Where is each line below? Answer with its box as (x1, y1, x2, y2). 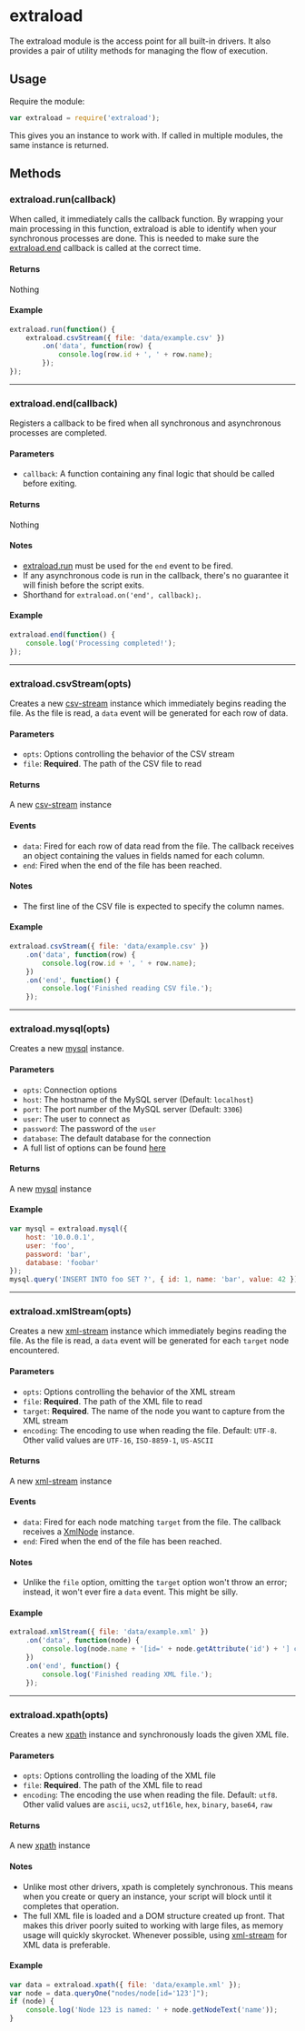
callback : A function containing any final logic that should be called (22, 468, 275, 479)
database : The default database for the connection (22, 1132, 212, 1143)
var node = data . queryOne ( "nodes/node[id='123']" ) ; (9, 1988, 209, 1997)
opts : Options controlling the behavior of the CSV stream (22, 749, 235, 759)
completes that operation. (22, 1900, 120, 1911)
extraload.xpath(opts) (9, 1708, 109, 1721)
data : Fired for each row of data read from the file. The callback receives (22, 840, 295, 851)
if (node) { (9, 1997, 54, 2006)
